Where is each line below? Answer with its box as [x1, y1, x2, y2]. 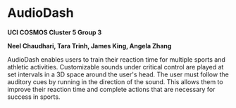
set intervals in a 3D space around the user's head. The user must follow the [7, 70, 229, 79]
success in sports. [7, 93, 61, 101]
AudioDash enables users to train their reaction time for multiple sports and [7, 55, 225, 64]
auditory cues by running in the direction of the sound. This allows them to [7, 77, 223, 86]
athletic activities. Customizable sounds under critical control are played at [7, 62, 224, 71]
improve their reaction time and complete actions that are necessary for [7, 85, 216, 93]
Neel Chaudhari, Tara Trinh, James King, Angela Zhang [7, 41, 172, 50]
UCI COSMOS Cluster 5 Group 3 [7, 28, 102, 36]
